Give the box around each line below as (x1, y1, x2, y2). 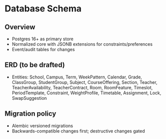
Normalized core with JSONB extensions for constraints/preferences (11, 41, 153, 47)
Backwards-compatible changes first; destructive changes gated (11, 128, 145, 134)
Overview (4, 23, 36, 31)
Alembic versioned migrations (11, 123, 73, 129)
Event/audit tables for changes (11, 47, 75, 52)
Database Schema (4, 3, 82, 14)
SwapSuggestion (11, 95, 47, 101)
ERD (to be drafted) (4, 61, 65, 69)
